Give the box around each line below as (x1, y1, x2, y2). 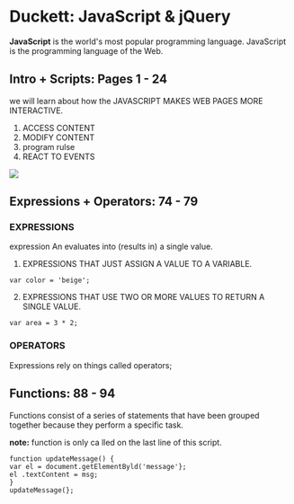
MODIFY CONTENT (22, 132, 95, 143)
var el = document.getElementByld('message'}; (9, 462, 187, 471)
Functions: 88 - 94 (9, 386, 116, 402)
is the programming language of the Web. (9, 45, 164, 56)
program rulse (22, 141, 76, 152)
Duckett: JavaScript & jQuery (9, 6, 231, 27)
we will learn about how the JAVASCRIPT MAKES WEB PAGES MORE (9, 95, 263, 106)
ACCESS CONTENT (22, 122, 96, 133)
